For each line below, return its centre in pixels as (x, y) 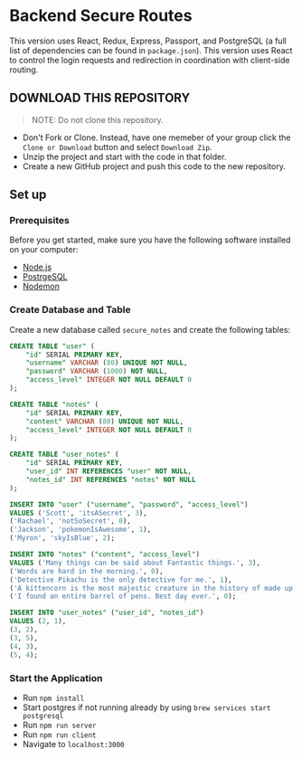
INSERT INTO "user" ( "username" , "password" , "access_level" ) (129, 504)
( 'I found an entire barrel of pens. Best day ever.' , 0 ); (123, 597)
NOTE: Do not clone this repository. (97, 119)
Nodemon (41, 287)
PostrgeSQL (45, 277)
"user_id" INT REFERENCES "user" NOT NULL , (109, 471)
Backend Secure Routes (101, 16)
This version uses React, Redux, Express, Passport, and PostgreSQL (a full (148, 41)
